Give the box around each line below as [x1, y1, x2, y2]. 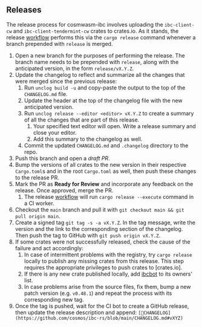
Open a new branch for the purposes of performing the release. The [15, 51, 186, 59]
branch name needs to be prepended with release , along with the [15, 58, 179, 65]
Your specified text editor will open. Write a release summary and [33, 122, 197, 129]
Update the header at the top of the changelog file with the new [24, 97, 183, 104]
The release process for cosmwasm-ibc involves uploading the [6, 21, 163, 28]
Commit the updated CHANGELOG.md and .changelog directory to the [24, 141, 189, 149]
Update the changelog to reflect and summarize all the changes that [15, 71, 185, 78]
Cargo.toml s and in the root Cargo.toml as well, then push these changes [15, 167, 197, 175]
